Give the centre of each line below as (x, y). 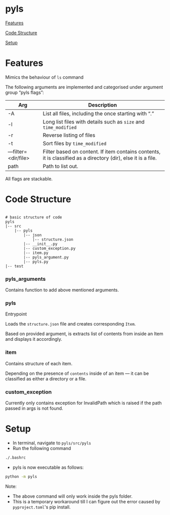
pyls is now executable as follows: (48, 467)
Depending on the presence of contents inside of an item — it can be (77, 373)
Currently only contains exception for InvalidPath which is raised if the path (83, 403)
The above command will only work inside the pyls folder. (72, 496)
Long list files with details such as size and (94, 121)
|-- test (14, 266)
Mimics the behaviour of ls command (45, 77)
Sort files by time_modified (75, 143)
